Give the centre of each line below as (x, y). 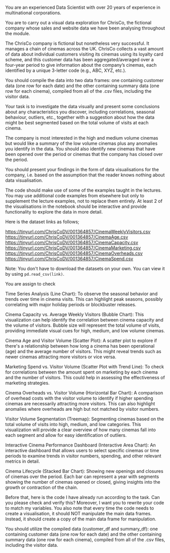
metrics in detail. (23, 461)
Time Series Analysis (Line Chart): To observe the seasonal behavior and (81, 294)
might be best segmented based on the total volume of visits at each (77, 123)
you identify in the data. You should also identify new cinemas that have (80, 149)
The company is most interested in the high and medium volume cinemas (82, 138)
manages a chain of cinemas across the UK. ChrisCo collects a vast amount (84, 49)
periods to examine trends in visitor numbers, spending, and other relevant (83, 456)
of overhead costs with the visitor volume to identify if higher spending (79, 398)
